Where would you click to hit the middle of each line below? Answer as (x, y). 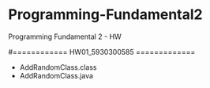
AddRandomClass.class (58, 67)
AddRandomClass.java (56, 75)
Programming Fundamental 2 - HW (65, 36)
